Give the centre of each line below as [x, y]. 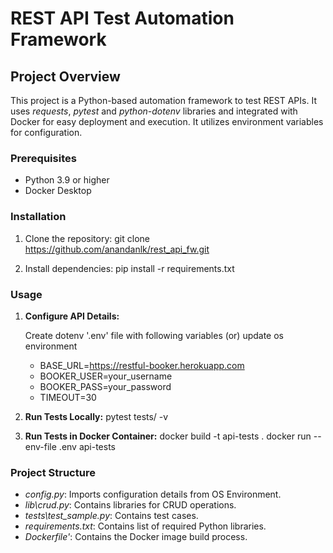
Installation [38, 217]
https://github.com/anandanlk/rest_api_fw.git [117, 249]
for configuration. [46, 132]
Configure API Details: [72, 316]
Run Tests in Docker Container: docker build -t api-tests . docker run [168, 436]
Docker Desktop [58, 191]
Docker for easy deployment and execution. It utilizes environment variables [167, 121]
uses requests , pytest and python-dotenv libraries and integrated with [154, 111]
